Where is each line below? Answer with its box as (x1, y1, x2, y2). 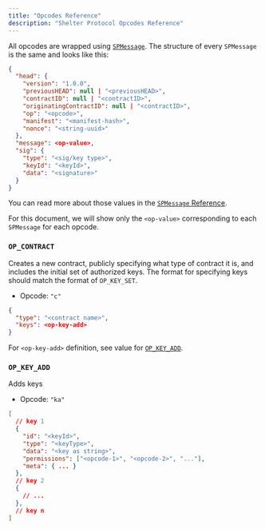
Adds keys (8, 379, 43, 388)
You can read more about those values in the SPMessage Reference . (8, 198, 227, 208)
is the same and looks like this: (8, 50, 109, 59)
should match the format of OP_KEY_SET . (8, 275, 138, 284)
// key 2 (15, 477, 45, 485)
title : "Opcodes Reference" (8, 11, 102, 20)
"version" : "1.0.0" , (22, 80, 91, 88)
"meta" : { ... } (22, 462, 77, 470)
